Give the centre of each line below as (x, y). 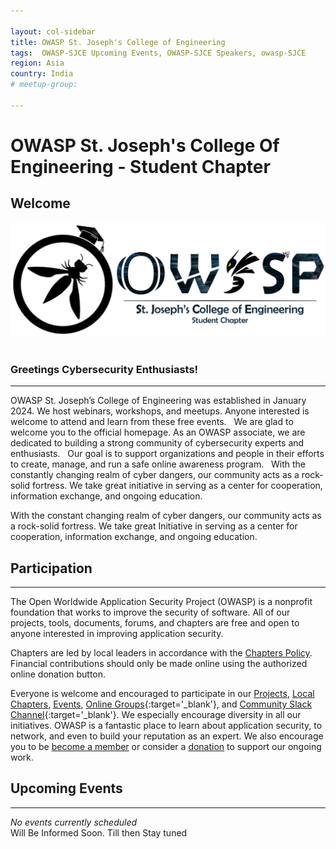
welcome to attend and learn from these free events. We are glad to (152, 422)
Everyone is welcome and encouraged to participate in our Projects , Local (162, 693)
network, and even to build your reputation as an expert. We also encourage (167, 736)
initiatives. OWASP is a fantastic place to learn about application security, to (166, 725)
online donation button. (58, 674)
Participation (51, 568)
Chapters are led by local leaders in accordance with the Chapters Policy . (161, 652)
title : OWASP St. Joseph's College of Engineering (118, 42)
